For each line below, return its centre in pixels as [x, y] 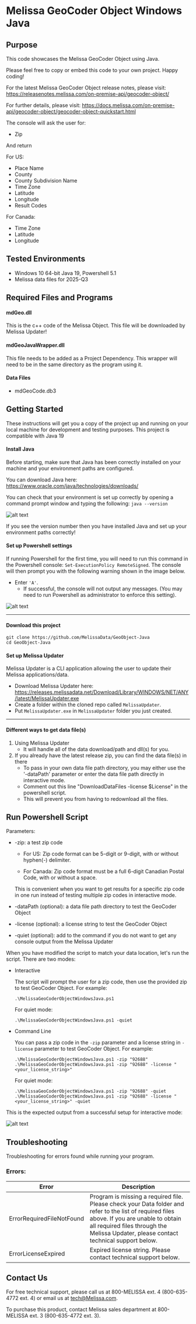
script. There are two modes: [41, 959]
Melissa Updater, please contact [134, 1233]
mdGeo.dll [19, 312]
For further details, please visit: [43, 105]
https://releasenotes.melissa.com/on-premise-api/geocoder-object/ [88, 94]
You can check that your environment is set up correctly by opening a [90, 497]
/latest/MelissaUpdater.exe [47, 699]
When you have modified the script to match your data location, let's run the [98, 953]
